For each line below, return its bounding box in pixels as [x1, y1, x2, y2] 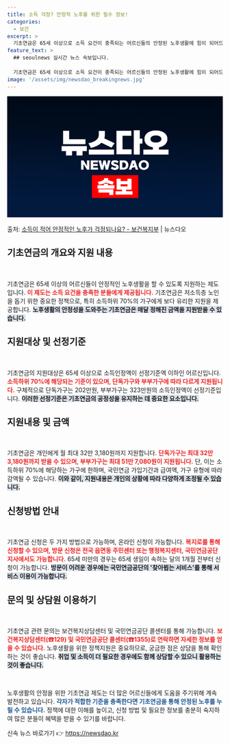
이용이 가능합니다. [19, 572, 68, 580]
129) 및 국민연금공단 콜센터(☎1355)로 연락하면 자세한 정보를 [53, 635, 216, 643]
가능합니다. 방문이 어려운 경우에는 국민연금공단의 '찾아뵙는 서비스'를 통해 [19, 563, 213, 572]
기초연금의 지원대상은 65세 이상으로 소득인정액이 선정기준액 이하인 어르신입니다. [7, 368, 221, 376]
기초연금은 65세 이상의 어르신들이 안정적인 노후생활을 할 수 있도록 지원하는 [7, 279, 207, 287]
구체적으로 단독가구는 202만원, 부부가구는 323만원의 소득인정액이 [16, 385, 192, 394]
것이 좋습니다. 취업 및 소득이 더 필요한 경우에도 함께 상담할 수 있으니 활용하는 [19, 652, 221, 660]
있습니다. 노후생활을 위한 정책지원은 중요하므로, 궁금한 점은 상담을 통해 [21, 644, 209, 652]
